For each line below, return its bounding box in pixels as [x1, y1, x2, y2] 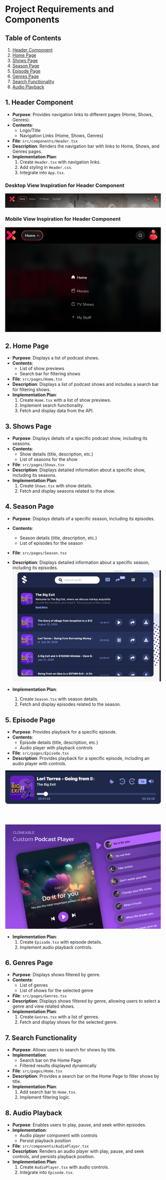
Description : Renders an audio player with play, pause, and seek [12, 1148, 144, 1154]
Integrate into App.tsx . [19, 169, 65, 175]
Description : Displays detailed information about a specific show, [12, 467, 146, 473]
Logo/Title [19, 127, 41, 133]
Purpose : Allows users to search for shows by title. [12, 1047, 117, 1053]
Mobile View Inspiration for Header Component [5, 216, 121, 222]
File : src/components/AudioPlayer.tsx [12, 1143, 89, 1149]
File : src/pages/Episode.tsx [12, 750, 69, 756]
